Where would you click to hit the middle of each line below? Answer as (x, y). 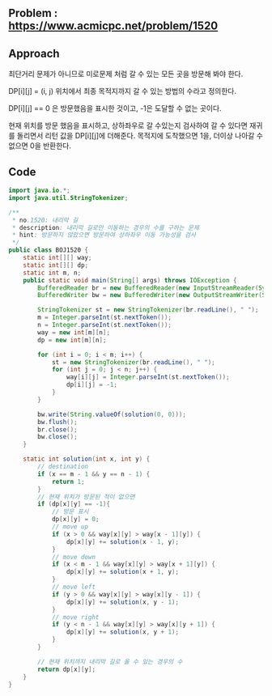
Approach (34, 53)
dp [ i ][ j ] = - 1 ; (91, 385)
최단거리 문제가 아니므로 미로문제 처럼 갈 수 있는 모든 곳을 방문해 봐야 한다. (126, 74)
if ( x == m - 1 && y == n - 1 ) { (94, 474)
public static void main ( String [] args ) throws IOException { (130, 280)
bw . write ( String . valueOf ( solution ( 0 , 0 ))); (112, 414)
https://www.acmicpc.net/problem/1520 (113, 26)
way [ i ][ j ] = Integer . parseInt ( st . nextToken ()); (148, 377)
